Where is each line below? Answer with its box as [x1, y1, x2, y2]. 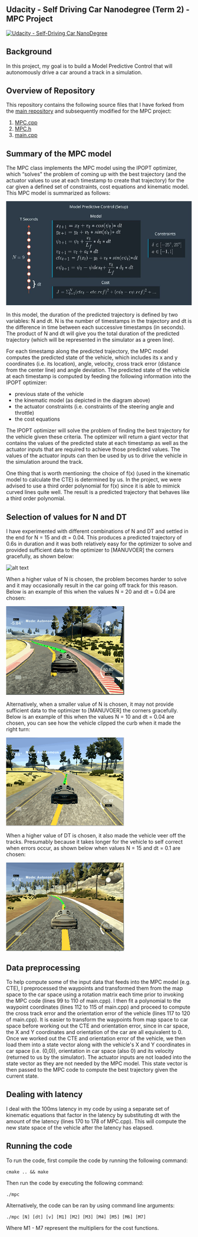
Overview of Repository [6, 86, 95, 96]
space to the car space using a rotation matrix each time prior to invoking [6, 991, 184, 998]
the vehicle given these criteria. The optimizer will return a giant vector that [6, 433, 189, 440]
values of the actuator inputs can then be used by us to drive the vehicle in [6, 452, 187, 459]
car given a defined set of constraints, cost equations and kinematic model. [6, 183, 190, 191]
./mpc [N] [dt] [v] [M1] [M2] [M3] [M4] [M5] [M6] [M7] [6, 1214, 146, 1220]
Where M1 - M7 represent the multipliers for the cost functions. [6, 1224, 159, 1231]
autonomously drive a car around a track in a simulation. [6, 68, 143, 76]
